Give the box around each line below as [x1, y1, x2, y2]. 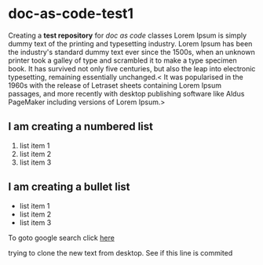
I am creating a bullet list [8, 180, 131, 194]
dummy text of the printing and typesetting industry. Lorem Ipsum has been [8, 38, 253, 48]
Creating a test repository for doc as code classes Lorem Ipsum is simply [8, 31, 247, 40]
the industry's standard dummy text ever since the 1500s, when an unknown [8, 47, 255, 56]
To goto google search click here [8, 233, 115, 242]
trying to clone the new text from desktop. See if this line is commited [8, 248, 233, 257]
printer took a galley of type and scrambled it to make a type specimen [8, 56, 237, 65]
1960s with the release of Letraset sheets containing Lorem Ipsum [8, 80, 222, 90]
